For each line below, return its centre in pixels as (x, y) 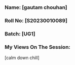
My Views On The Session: (37, 47)
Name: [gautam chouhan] (36, 7)
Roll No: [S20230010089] (36, 20)
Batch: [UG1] (20, 33)
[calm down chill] (22, 58)
